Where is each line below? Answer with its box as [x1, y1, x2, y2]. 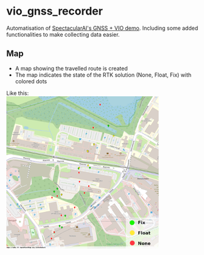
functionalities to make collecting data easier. [6, 30, 120, 38]
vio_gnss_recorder [6, 4, 104, 18]
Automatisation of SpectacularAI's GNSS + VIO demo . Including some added [6, 24, 199, 32]
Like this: [6, 89, 29, 97]
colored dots [15, 77, 47, 85]
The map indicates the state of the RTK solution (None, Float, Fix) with [15, 71, 192, 79]
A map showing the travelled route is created [15, 65, 128, 72]
